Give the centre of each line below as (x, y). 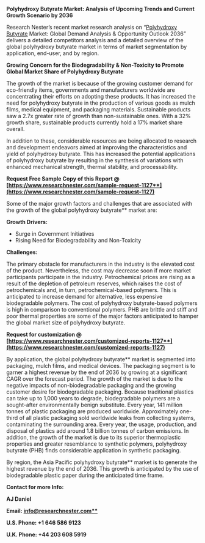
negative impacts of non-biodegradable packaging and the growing (91, 385)
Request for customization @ (44, 334)
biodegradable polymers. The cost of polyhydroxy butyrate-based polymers (102, 303)
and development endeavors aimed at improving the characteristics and (97, 147)
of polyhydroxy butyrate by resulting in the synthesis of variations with (95, 160)
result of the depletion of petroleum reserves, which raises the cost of (94, 283)
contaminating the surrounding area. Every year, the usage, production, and (102, 424)
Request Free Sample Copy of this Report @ (63, 179)
